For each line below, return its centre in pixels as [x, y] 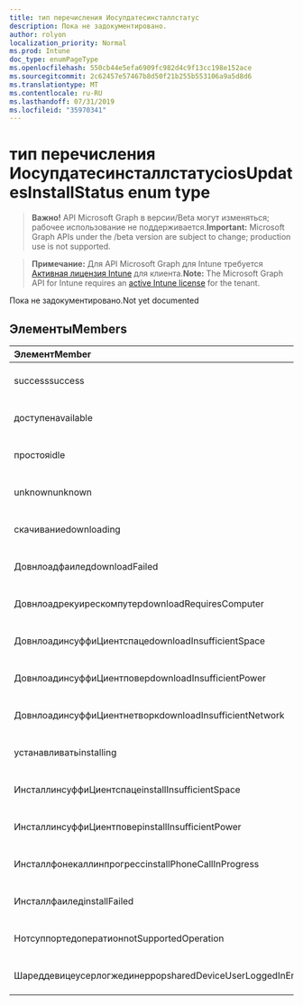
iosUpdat [258, 174]
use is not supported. [71, 247]
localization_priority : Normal [68, 43]
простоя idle [40, 455]
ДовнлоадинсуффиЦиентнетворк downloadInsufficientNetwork [149, 715]
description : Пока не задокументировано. [88, 26]
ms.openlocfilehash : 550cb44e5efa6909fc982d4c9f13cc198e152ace [131, 69]
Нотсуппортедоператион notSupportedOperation [119, 938]
